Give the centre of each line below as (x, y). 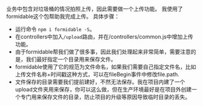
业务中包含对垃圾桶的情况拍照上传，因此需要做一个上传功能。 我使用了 (95, 9)
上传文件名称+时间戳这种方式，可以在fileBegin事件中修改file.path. (97, 74)
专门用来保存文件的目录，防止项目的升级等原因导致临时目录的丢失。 (105, 97)
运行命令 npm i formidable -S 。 (55, 29)
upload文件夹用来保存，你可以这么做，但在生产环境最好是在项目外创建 (103, 89)
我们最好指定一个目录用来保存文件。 (71, 59)
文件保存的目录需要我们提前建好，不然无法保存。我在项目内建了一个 (100, 82)
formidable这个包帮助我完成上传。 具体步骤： (63, 16)
